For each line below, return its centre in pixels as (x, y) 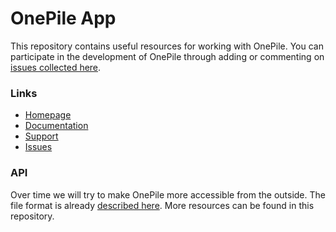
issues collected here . (56, 67)
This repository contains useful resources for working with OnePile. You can (167, 46)
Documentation (56, 126)
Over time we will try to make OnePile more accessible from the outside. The (168, 194)
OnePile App (63, 18)
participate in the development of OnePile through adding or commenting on (167, 56)
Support (41, 136)
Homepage (48, 115)
